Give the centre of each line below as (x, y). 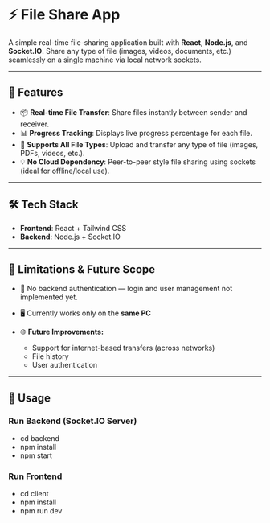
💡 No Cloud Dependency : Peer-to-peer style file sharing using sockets (137, 162)
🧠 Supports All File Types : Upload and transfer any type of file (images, (139, 144)
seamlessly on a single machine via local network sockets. (105, 60)
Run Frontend (35, 476)
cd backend (40, 439)
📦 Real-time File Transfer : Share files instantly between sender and (133, 112)
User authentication (65, 365)
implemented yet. (49, 297)
